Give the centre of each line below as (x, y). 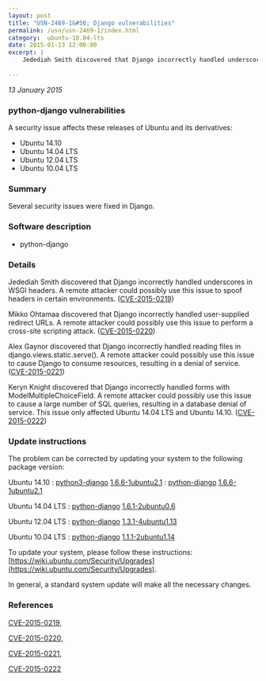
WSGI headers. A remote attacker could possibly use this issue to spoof (125, 290)
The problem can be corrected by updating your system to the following (125, 459)
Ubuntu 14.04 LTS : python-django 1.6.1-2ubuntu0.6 (92, 506)
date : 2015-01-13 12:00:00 (53, 45)
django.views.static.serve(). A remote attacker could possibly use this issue (131, 355)
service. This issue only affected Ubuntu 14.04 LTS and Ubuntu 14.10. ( (123, 412)
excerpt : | (26, 52)
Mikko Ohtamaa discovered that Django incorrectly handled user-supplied (129, 314)
